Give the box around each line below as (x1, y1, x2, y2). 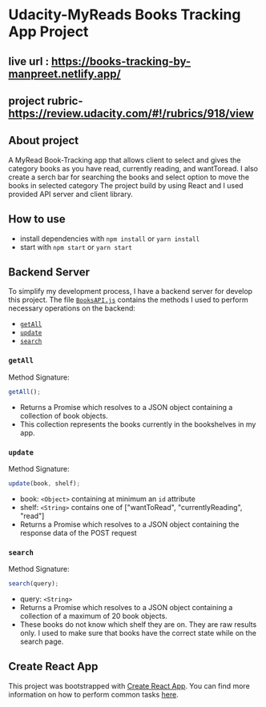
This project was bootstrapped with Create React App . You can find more (8, 681, 250, 690)
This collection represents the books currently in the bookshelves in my (19, 419, 256, 429)
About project (8, 134, 79, 147)
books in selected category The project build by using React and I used (8, 180, 244, 190)
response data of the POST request (19, 528, 138, 537)
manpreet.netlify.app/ (8, 66, 122, 81)
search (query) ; (8, 580, 59, 588)
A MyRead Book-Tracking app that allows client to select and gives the (8, 155, 241, 165)
